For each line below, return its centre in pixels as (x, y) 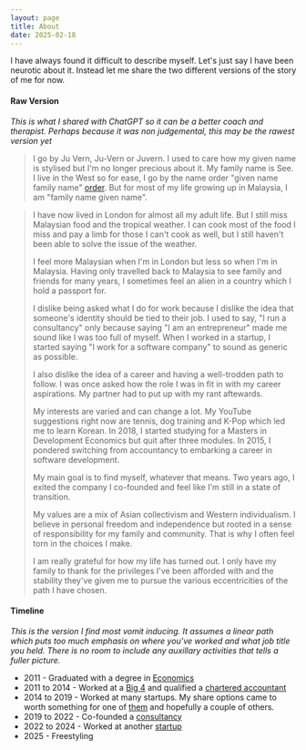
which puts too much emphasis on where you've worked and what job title (150, 641)
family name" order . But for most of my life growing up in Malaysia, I (160, 187)
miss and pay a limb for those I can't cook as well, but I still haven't (158, 234)
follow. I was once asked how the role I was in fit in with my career (157, 384)
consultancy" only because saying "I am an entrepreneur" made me (160, 327)
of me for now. (38, 80)
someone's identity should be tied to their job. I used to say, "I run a (159, 318)
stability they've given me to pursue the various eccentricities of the (160, 580)
